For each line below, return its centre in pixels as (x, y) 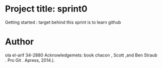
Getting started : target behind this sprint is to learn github (63, 22)
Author (19, 42)
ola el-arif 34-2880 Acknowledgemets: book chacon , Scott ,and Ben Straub (81, 55)
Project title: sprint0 (46, 9)
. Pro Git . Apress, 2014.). (30, 60)
